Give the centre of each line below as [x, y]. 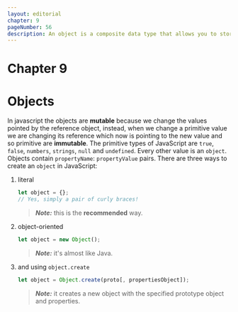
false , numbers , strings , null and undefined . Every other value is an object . [117, 151]
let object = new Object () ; [59, 240]
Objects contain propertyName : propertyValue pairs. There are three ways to [117, 158]
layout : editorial [34, 14]
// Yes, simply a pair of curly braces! [78, 199]
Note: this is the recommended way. [89, 213]
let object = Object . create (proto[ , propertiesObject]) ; [103, 280]
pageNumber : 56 [30, 27]
